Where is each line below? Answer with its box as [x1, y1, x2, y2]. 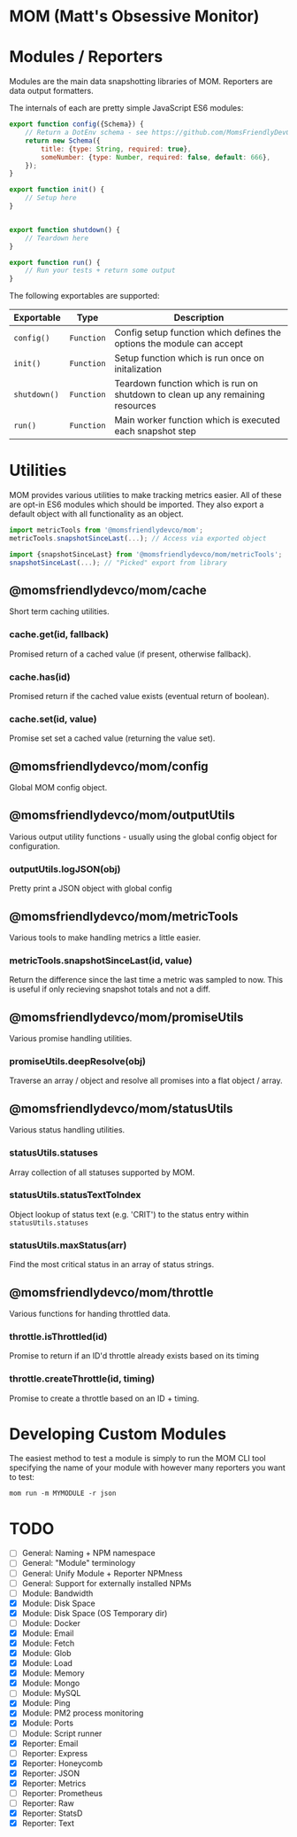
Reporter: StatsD [21, 1808, 83, 1818]
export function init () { [9, 185, 104, 194]
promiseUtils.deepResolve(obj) [9, 1055, 146, 1068]
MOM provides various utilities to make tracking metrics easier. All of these [9, 490, 282, 501]
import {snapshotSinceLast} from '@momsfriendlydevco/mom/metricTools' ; [9, 549, 283, 559]
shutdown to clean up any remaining [114, 388, 265, 401]
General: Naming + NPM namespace [21, 1548, 156, 1559]
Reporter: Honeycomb [21, 1757, 103, 1769]
